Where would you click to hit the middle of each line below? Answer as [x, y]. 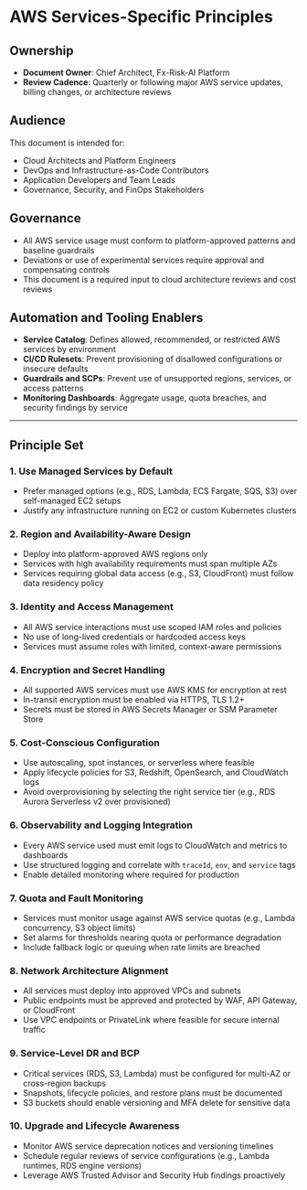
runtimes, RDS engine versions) [82, 1165]
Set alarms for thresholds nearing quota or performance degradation [152, 937]
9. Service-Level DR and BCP [74, 1054]
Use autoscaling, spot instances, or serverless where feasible [138, 763]
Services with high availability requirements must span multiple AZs [150, 563]
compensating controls [66, 269]
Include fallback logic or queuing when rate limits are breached [141, 947]
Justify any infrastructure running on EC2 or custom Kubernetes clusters [159, 510]
